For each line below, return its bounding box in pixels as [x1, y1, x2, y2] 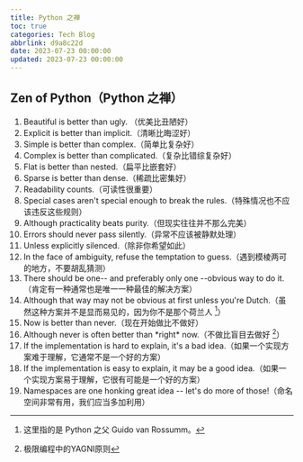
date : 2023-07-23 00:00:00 [10, 47, 111, 56]
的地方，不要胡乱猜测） [22, 262, 111, 273]
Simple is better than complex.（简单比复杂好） [22, 139, 200, 149]
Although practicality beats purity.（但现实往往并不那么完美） [22, 217, 252, 228]
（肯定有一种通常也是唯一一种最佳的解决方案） [22, 283, 197, 294]
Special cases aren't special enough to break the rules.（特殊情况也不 [22, 195, 282, 205]
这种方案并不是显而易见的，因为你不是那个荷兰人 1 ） [31, 304, 226, 317]
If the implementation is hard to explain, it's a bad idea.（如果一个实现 [22, 340, 281, 351]
